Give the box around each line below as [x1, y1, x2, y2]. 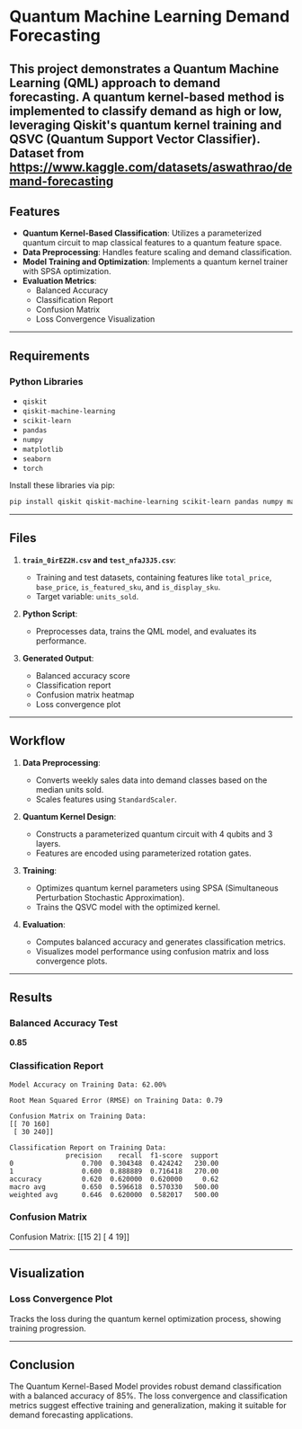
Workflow [9, 733, 66, 749]
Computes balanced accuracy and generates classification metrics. [35, 936, 286, 947]
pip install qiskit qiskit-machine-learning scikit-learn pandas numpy [9, 497, 283, 507]
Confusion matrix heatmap [35, 689, 135, 700]
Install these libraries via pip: [9, 480, 115, 491]
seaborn [22, 455, 51, 464]
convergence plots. [35, 955, 108, 966]
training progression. [9, 1323, 87, 1334]
